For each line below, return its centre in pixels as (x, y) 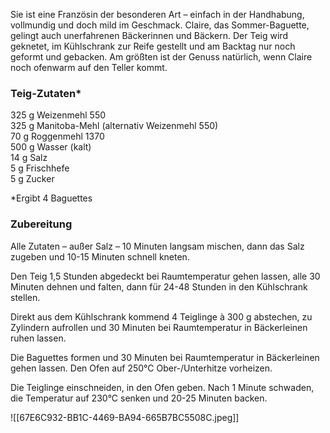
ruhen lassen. (38, 338)
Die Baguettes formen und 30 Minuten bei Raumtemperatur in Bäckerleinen (165, 357)
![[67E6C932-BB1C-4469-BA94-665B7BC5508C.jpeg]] (125, 417)
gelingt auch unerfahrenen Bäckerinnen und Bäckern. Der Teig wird (149, 35)
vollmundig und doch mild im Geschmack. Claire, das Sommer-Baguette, (160, 25)
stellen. (25, 297)
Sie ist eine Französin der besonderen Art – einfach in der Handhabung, (157, 14)
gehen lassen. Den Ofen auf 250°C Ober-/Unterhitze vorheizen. (141, 368)
